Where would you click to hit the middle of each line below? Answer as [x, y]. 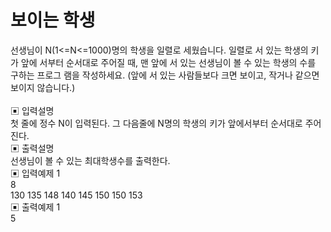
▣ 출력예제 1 [35, 207]
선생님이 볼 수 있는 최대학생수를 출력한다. [90, 160]
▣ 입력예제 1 [35, 173]
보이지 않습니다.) [43, 87]
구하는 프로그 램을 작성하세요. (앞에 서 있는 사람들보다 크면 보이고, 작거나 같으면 [165, 75]
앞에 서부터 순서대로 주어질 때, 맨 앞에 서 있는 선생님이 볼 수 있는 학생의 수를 [168, 62]
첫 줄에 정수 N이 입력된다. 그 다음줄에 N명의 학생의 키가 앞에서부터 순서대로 [156, 123]
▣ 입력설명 [32, 110]
